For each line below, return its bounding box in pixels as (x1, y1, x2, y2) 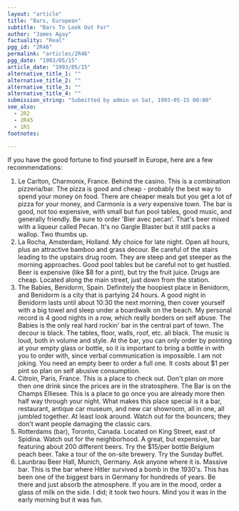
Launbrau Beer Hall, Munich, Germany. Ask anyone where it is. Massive (17, 457, 228, 466)
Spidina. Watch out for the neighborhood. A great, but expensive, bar (17, 435, 221, 443)
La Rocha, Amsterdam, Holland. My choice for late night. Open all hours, (17, 238, 230, 246)
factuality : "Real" (7, 37, 66, 44)
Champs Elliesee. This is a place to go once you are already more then (17, 390, 225, 398)
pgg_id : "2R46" (7, 44, 53, 51)
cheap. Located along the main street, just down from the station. (17, 275, 210, 284)
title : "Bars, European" (7, 17, 81, 24)
